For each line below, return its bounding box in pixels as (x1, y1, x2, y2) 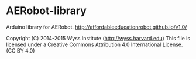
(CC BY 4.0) (6, 47, 35, 54)
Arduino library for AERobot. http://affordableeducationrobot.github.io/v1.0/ (6, 23, 187, 30)
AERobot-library (6, 4, 87, 18)
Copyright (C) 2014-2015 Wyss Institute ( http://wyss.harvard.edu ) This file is (6, 34, 191, 41)
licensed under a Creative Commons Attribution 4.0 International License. (6, 41, 183, 48)
